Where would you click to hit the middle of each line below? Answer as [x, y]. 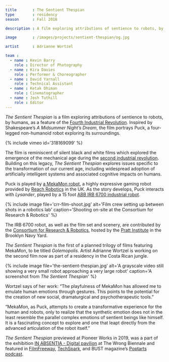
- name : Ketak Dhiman [34, 89]
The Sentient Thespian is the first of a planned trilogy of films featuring [79, 245]
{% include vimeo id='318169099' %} [44, 143]
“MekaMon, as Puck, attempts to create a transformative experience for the [84, 307]
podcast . [14, 354]
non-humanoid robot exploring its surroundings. [71, 133]
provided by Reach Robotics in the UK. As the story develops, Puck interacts [84, 189]
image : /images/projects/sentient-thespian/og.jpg [67, 38]
